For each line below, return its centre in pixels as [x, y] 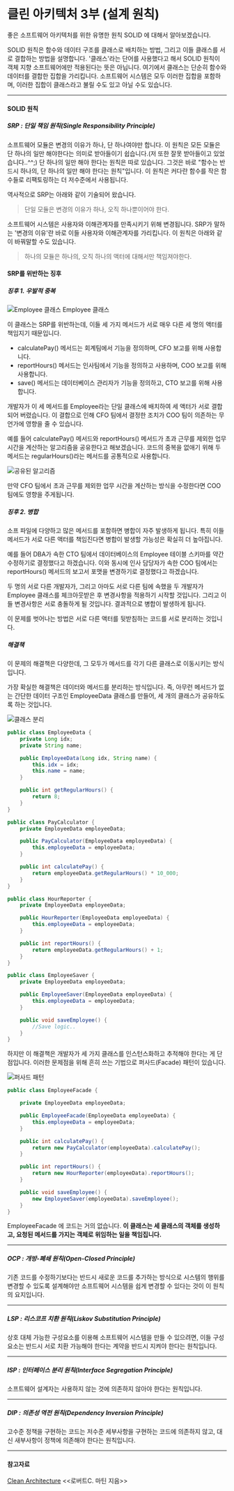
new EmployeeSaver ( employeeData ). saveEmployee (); [106, 1199]
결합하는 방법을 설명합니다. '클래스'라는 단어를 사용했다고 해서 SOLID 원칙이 [117, 58]
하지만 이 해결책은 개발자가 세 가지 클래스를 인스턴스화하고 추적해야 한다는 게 [111, 1054]
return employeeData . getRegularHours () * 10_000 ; [106, 873]
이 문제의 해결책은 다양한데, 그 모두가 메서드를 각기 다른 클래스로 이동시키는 [109, 664]
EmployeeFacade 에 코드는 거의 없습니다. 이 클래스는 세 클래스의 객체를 [104, 1226]
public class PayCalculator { [51, 822]
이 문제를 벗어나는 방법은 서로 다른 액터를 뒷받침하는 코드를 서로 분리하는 [106, 619]
